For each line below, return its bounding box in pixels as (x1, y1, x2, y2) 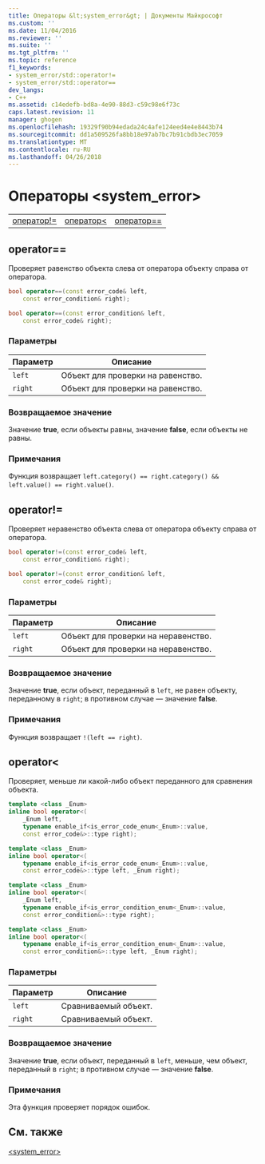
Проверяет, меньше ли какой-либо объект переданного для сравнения (8, 777, 253, 786)
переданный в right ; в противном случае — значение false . (8, 1064, 214, 1074)
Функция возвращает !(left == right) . (8, 732, 143, 741)
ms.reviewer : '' (8, 34, 62, 42)
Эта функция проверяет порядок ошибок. (8, 1102, 150, 1112)
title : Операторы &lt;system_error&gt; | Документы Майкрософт (8, 11, 223, 20)
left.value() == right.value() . (8, 480, 114, 490)
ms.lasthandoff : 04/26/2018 (8, 153, 102, 161)
